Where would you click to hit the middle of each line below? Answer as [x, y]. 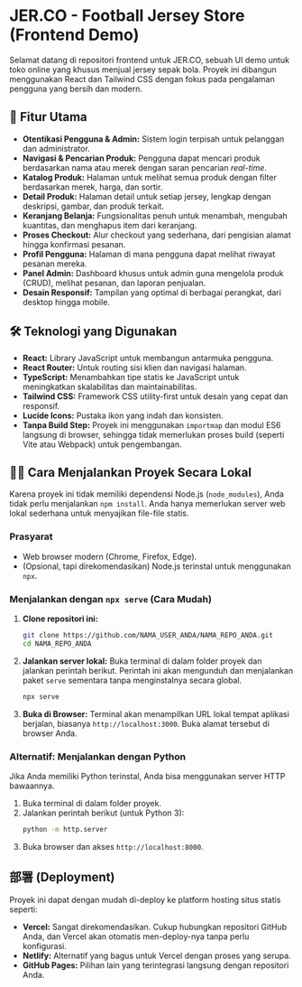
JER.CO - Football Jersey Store [127, 16]
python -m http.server [65, 829]
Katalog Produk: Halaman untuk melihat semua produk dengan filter [149, 177]
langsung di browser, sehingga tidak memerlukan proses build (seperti [153, 434]
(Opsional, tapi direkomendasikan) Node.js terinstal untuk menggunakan [156, 566]
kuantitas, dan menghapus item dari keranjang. [110, 225]
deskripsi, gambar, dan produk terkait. [93, 206]
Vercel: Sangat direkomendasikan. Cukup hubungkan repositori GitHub [154, 926]
